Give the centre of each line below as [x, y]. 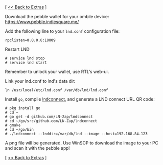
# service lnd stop [25, 58]
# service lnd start [26, 63]
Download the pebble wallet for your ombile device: [57, 16]
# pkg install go [23, 108]
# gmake [13, 125]
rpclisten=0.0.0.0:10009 [30, 40]
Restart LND [17, 49]
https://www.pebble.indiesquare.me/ [42, 22]
